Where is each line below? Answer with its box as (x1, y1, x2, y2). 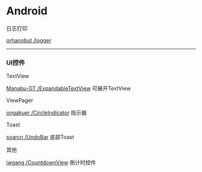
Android (6, 4, 48, 18)
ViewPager (6, 97, 34, 104)
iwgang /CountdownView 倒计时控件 (6, 159, 96, 166)
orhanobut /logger (6, 37, 52, 44)
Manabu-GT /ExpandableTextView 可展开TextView (6, 85, 131, 92)
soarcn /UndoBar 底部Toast (6, 134, 75, 141)
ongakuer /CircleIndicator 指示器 (6, 109, 87, 116)
